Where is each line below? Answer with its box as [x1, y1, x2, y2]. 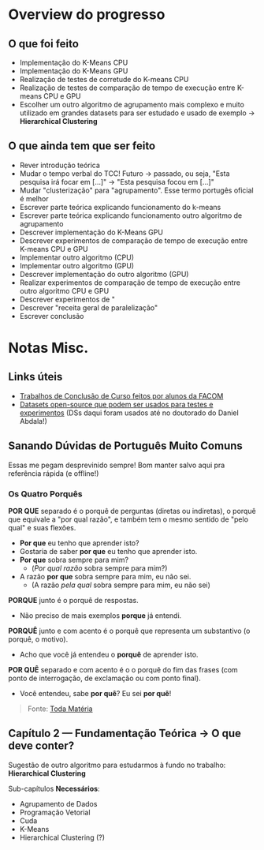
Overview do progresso [8, 6, 165, 24]
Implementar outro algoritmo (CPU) [19, 253, 134, 262]
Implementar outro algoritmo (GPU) [19, 260, 135, 270]
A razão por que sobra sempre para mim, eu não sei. [19, 571, 191, 581]
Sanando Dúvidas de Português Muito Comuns [8, 440, 243, 453]
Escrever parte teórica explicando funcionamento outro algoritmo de [19, 211, 243, 220]
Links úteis [8, 370, 63, 384]
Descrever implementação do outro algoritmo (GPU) [19, 269, 189, 279]
